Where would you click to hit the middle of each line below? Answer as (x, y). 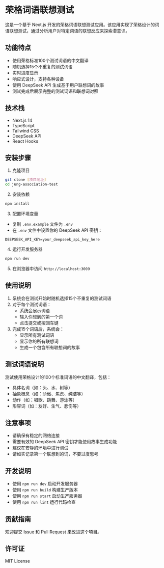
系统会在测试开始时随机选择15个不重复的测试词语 (62, 298)
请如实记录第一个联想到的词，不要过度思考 (55, 454)
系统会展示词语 (35, 310)
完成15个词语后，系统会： (38, 329)
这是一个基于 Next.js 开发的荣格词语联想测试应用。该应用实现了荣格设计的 (80, 25)
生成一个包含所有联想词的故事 (50, 347)
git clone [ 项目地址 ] (26, 180)
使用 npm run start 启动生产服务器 (47, 496)
